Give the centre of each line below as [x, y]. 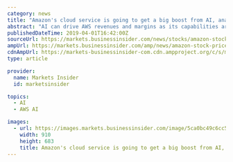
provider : [21, 71]
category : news [29, 13]
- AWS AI [26, 109]
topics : [18, 97]
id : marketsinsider [42, 84]
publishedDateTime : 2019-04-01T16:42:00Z [68, 33]
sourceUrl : [23, 39]
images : [18, 122]
